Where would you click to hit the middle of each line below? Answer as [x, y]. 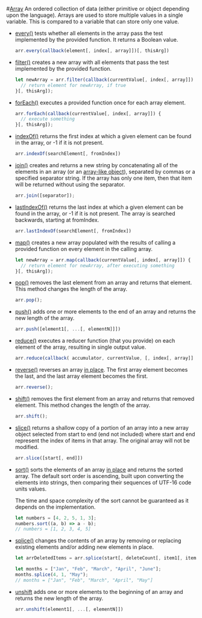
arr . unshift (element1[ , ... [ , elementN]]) [69, 609]
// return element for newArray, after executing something [98, 266]
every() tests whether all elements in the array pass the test [89, 33]
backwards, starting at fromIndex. [57, 220]
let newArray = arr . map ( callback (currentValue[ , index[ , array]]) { [103, 260]
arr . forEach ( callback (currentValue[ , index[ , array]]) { [88, 113]
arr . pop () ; [29, 300]
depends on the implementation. [55, 507]
